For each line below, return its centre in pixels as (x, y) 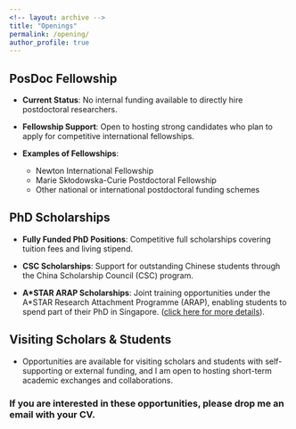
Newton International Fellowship (95, 171)
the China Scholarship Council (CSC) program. (107, 275)
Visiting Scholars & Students (90, 340)
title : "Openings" (43, 26)
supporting (42, 370)
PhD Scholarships (60, 218)
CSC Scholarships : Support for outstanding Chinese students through (151, 266)
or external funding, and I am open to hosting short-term (168, 370)
